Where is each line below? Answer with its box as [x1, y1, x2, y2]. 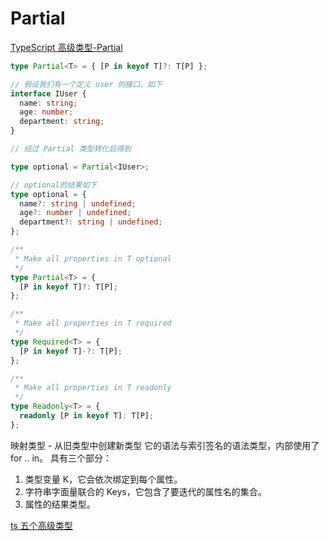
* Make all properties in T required [14, 318, 172, 329]
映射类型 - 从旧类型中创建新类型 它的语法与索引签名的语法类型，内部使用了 [10, 439, 320, 451]
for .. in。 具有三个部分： [10, 452, 112, 464]
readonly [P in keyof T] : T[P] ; [19, 411, 155, 421]
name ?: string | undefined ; [19, 198, 137, 209]
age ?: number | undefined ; [19, 208, 132, 218]
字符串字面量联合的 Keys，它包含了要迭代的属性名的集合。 [24, 485, 267, 497]
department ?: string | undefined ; [19, 217, 163, 227]
